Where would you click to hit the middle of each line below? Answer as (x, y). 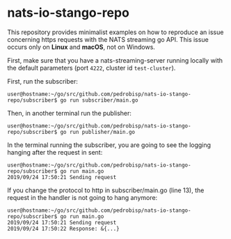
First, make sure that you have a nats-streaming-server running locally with (115, 60)
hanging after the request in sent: (55, 152)
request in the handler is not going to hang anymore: (82, 197)
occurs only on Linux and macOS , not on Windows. (81, 47)
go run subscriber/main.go (99, 100)
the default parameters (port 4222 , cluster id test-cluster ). (91, 68)
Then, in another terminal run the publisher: (70, 113)
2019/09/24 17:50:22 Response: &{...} (63, 229)
